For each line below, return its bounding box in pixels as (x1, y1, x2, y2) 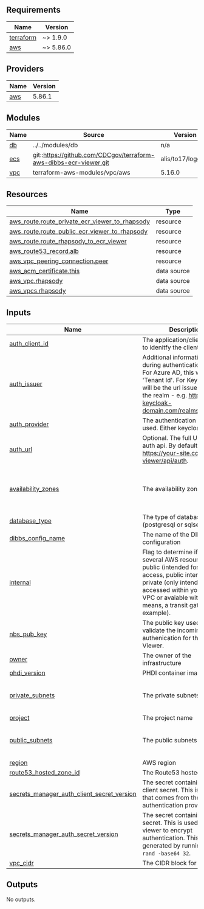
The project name (142, 714, 193, 722)
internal (9, 578, 32, 587)
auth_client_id (9, 340, 49, 348)
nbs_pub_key (9, 630, 47, 638)
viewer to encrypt (142, 826, 193, 835)
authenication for (142, 634, 191, 643)
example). (142, 608, 171, 617)
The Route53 (142, 768, 180, 777)
